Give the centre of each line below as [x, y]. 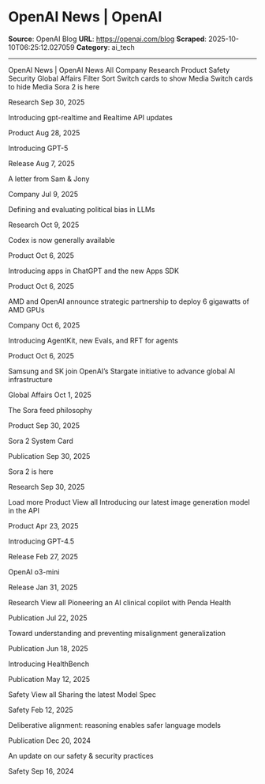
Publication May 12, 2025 [49, 679]
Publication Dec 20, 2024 [50, 740]
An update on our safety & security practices [81, 756]
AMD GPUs [26, 309]
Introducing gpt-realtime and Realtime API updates [91, 117]
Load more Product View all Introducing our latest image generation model [129, 502]
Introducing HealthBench [49, 664]
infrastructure [30, 379]
